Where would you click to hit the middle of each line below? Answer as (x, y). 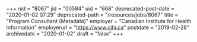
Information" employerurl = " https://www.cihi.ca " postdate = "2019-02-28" (98, 27)
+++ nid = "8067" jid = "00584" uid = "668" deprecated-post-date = (90, 9)
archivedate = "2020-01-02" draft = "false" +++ (65, 34)
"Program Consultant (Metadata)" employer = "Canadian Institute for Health (99, 21)
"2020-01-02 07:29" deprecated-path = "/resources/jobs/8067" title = (92, 15)
